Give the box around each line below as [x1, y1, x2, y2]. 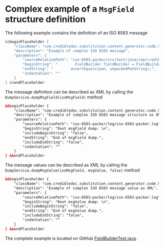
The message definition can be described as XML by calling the [5, 89, 133, 95]
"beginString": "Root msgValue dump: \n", [22, 199, 110, 204]
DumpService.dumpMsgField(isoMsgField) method [5, 94, 103, 100]
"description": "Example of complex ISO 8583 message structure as [14, 113, 154, 117]
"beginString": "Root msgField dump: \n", [22, 126, 110, 131]
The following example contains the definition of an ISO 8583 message [5, 30, 148, 36]
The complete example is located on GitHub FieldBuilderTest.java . [5, 235, 138, 241]
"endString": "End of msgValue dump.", [22, 208, 104, 213]
